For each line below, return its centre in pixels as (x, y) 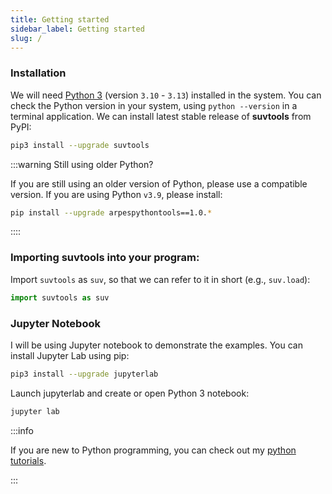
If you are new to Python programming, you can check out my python (153, 450)
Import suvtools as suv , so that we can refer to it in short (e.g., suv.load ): (160, 279)
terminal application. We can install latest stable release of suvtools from (161, 116)
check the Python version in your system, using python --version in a (154, 105)
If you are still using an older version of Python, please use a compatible (159, 183)
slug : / (26, 38)
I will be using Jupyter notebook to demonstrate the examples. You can (156, 345)
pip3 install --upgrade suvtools (80, 145)
